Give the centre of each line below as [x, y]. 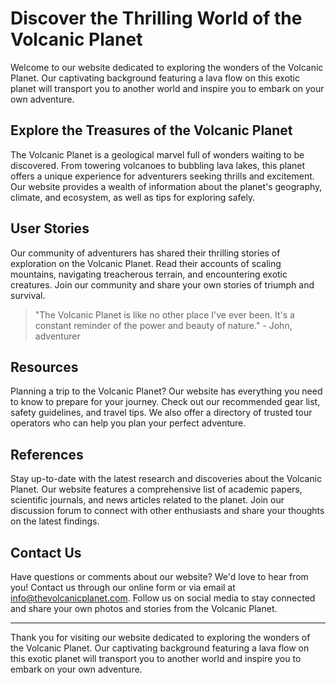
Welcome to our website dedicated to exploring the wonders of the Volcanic [167, 67]
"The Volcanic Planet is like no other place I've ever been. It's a [164, 314]
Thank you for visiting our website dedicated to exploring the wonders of [160, 637]
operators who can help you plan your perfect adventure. [128, 423]
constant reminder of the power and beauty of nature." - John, [163, 325]
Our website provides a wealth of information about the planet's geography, [166, 186]
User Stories [50, 228]
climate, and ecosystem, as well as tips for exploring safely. [133, 197]
